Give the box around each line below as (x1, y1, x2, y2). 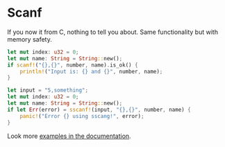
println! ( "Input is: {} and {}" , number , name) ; (19, 68, 163, 75)
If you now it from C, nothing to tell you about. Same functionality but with (7, 28, 219, 36)
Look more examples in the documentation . (7, 132, 131, 140)
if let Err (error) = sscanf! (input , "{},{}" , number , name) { (7, 106, 191, 113)
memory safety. (7, 35, 52, 43)
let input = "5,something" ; (7, 87, 89, 94)
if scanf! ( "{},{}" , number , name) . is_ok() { (7, 61, 138, 69)
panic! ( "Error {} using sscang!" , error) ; (19, 112, 144, 119)
